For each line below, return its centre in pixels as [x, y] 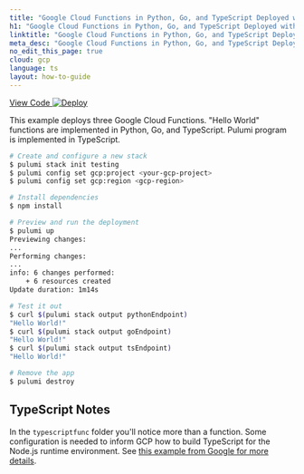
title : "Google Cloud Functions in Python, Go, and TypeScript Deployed [149, 18]
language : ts [34, 69]
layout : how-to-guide [50, 77]
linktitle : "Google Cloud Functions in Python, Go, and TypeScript [139, 34]
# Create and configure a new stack [78, 156]
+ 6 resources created [68, 282]
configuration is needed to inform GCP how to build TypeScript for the [140, 441]
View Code [30, 102]
